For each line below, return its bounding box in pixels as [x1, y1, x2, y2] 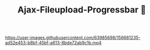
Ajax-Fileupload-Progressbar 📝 [18, 4, 146, 15]
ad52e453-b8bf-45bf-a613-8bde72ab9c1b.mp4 [5, 39, 102, 45]
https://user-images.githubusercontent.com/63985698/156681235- [5, 35, 141, 40]
